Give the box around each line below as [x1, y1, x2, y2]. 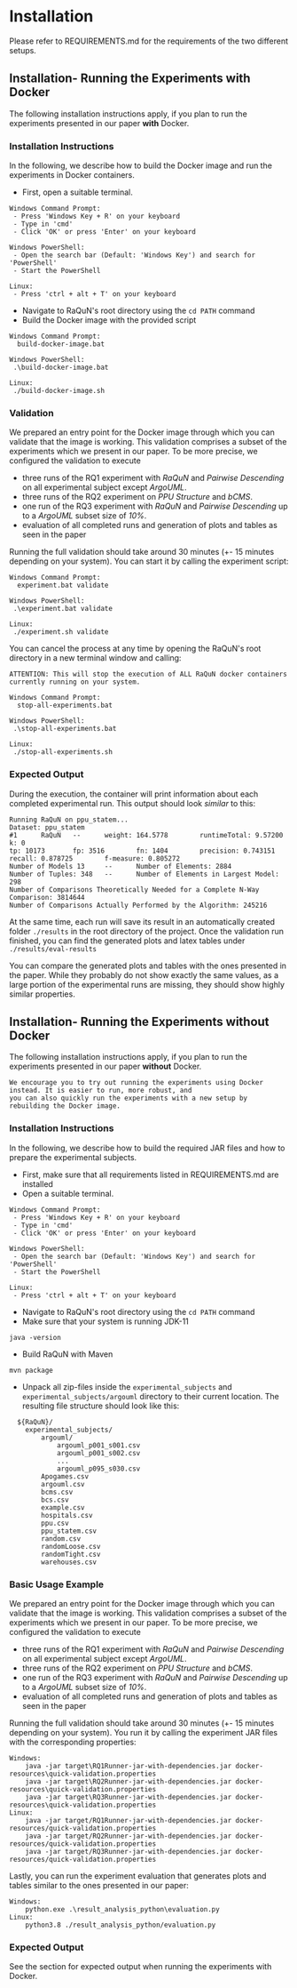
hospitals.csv [41, 1511, 93, 1519]
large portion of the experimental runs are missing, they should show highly [9, 979, 285, 990]
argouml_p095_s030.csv [56, 1464, 141, 1473]
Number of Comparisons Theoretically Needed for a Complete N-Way [9, 885, 260, 894]
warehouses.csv [41, 1558, 98, 1567]
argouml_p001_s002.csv [56, 1448, 141, 1457]
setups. [9, 44, 37, 55]
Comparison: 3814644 [9, 893, 86, 902]
